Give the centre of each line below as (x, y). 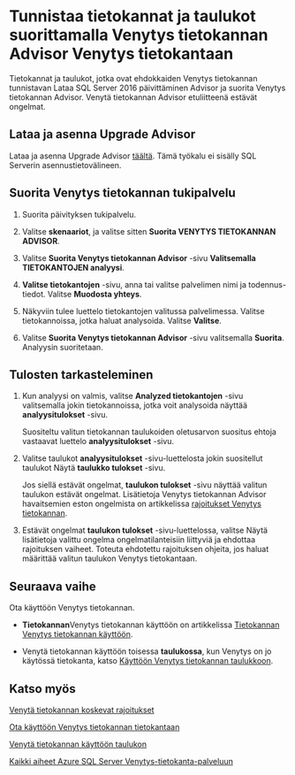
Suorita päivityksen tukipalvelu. (79, 214)
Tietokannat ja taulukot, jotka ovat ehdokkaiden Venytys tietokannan (133, 78)
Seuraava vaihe (53, 586)
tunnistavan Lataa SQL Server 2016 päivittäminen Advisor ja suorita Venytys (147, 88)
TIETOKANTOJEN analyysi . (73, 267)
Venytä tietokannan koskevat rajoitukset (82, 710)
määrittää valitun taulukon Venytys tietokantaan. (110, 558)
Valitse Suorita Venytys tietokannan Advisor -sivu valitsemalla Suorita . (153, 337)
